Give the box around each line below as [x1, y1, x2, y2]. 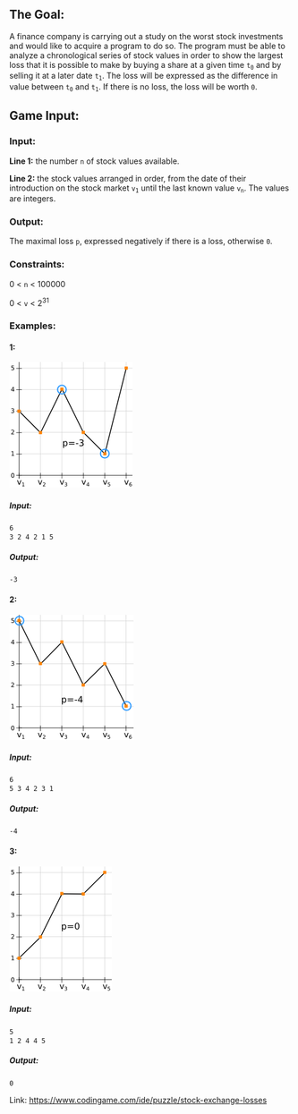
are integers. [9, 193, 56, 204]
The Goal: [9, 7, 65, 22]
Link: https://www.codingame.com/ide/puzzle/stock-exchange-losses [9, 1094, 268, 1105]
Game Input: [9, 108, 80, 123]
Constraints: [9, 259, 65, 271]
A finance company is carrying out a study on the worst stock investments [9, 30, 284, 41]
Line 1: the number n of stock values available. [9, 156, 180, 166]
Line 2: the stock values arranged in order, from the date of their [9, 173, 247, 183]
